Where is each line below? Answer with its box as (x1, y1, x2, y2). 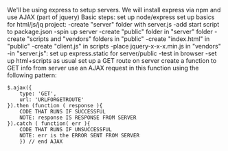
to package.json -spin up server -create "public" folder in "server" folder (7, 27, 213, 36)
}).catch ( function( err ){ (7, 120, 91, 127)
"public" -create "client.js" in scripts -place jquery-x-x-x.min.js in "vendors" (7, 42, 221, 50)
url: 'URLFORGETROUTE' (19, 96, 84, 103)
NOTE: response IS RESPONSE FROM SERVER (19, 114, 137, 121)
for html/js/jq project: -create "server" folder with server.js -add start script (7, 20, 220, 28)
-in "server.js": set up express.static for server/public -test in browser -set (7, 49, 218, 57)
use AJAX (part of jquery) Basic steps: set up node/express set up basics (7, 13, 215, 21)
